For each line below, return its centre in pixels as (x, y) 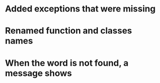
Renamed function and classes (69, 31)
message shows (39, 73)
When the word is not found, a (67, 63)
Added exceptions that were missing (80, 9)
